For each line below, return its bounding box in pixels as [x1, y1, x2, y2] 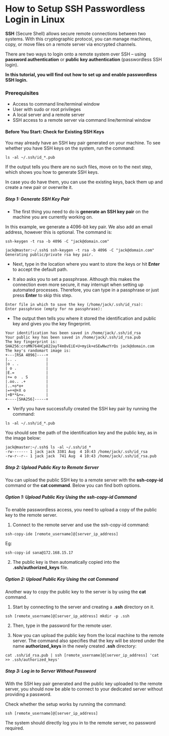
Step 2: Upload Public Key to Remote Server [5, 464, 99, 470]
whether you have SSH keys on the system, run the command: [5, 145, 135, 152]
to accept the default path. [12, 266, 68, 273]
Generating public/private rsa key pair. [5, 252, 94, 258]
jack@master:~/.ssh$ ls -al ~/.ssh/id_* [5, 445, 92, 450]
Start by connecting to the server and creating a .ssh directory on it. [12, 604, 155, 610]
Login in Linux [5, 14, 65, 25]
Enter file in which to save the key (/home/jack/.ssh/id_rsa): [5, 302, 143, 307]
